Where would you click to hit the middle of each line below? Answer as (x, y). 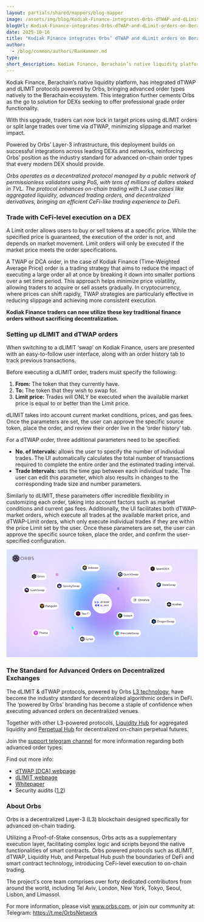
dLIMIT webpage (36, 777)
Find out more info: (30, 759)
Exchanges (23, 678)
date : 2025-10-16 (28, 32)
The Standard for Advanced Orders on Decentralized (86, 670)
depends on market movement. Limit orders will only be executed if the (95, 243)
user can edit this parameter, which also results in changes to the (97, 478)
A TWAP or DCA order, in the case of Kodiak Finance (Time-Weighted (93, 261)
